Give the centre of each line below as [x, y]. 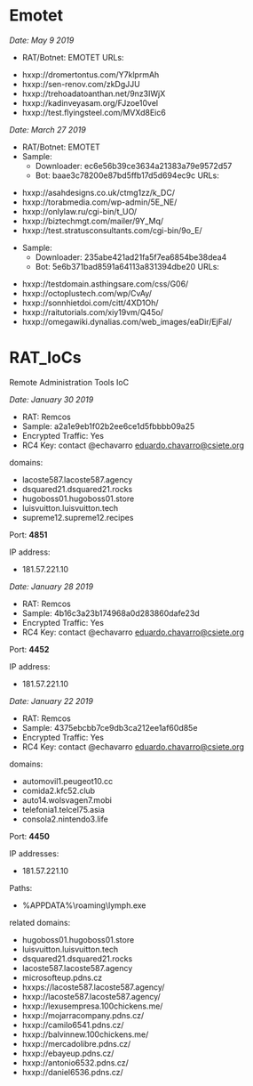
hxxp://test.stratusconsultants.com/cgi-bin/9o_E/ [112, 230]
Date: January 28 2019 [51, 586]
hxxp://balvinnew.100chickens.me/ [85, 1034]
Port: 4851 [28, 534]
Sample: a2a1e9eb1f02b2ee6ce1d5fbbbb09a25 [108, 426]
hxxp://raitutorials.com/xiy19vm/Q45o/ [93, 312]
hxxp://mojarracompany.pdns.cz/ [83, 1015]
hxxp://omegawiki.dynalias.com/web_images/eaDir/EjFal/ [127, 321]
